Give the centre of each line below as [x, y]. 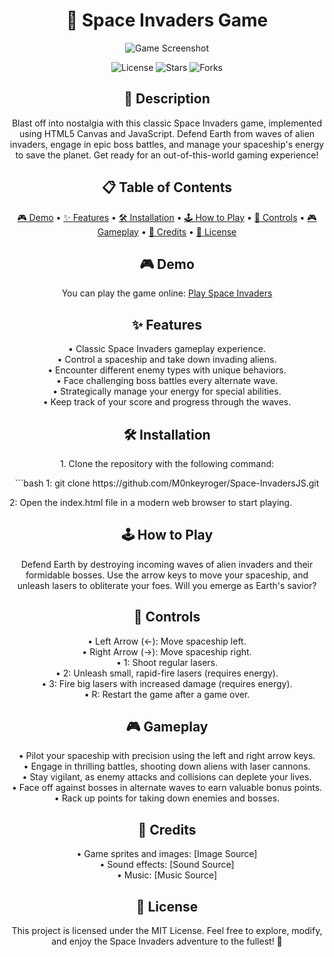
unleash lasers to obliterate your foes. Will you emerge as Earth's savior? [167, 585]
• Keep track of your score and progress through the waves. [167, 402]
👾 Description [167, 99]
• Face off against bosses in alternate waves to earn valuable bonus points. [167, 788]
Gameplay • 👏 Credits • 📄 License [167, 231]
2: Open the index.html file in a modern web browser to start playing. [151, 502]
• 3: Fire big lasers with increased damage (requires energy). [167, 683]
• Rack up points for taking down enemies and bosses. [167, 798]
